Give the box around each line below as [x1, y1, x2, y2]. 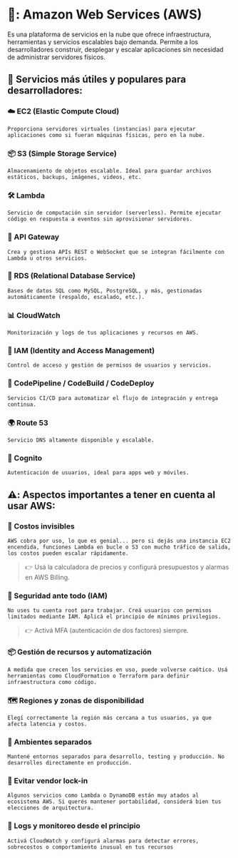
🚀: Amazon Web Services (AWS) [7, 6, 202, 23]
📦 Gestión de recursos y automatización [7, 647, 152, 657]
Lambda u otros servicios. [7, 255, 88, 262]
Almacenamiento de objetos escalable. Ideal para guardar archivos [7, 167, 212, 174]
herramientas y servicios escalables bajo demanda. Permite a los [7, 37, 198, 46]
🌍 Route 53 [7, 417, 48, 427]
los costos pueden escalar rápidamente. [7, 549, 130, 557]
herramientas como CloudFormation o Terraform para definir [7, 672, 190, 680]
